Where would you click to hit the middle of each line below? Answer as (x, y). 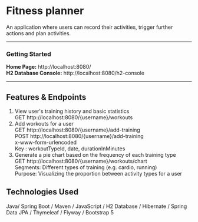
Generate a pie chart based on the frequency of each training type (95, 155)
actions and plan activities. (39, 33)
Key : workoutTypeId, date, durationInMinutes (70, 149)
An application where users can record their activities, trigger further (90, 27)
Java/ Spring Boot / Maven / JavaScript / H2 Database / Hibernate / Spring (97, 206)
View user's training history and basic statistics (72, 111)
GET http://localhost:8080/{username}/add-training (77, 130)
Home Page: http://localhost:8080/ (49, 67)
